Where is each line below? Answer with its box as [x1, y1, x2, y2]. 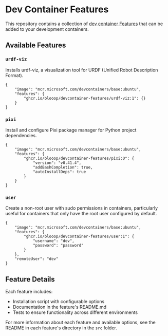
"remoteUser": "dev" [14, 256, 59, 262]
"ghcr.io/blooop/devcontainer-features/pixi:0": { [24, 156, 135, 161]
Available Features [5, 41, 66, 50]
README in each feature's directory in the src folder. [5, 325, 117, 331]
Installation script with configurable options [12, 298, 105, 305]
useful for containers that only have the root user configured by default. [5, 211, 157, 217]
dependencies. [5, 132, 37, 138]
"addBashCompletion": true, [32, 164, 94, 170]
